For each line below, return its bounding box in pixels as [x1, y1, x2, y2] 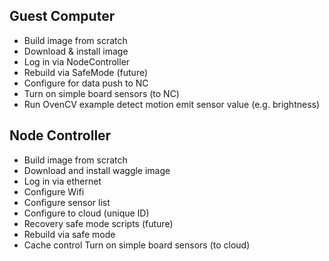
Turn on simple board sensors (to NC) [23, 87, 180, 99]
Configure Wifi [23, 185, 85, 198]
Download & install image [23, 45, 129, 57]
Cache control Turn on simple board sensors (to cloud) [23, 239, 251, 251]
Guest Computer [9, 8, 116, 25]
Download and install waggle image [23, 164, 171, 176]
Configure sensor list [23, 196, 111, 208]
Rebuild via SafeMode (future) [23, 66, 149, 78]
